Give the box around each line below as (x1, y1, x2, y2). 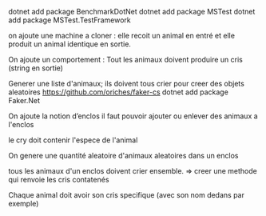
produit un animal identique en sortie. (8, 39, 132, 49)
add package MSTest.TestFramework (8, 15, 131, 25)
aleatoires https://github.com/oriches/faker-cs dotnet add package (8, 87, 229, 97)
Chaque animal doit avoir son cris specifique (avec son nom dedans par (8, 190, 245, 199)
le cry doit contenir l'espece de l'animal (8, 135, 138, 145)
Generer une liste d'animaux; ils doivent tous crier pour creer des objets (8, 79, 245, 88)
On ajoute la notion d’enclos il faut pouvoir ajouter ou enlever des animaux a (8, 111, 258, 121)
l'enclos (8, 120, 34, 129)
